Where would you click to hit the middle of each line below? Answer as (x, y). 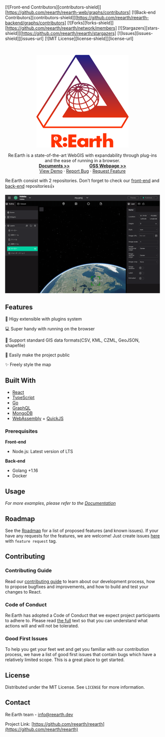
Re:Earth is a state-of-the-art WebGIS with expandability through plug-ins (82, 155)
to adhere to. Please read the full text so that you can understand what (76, 620)
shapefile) (15, 346)
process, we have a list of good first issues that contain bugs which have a (81, 655)
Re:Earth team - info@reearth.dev (39, 714)
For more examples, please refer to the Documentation (61, 503)
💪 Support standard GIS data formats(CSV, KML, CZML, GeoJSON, (72, 340)
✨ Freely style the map (28, 365)
